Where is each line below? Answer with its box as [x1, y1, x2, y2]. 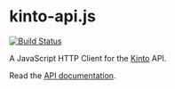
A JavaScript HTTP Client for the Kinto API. [9, 53, 167, 63]
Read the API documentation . [9, 69, 116, 81]
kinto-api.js [9, 6, 96, 27]
